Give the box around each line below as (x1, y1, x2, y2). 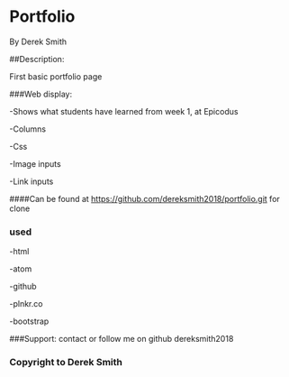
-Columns (9, 124, 47, 134)
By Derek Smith (9, 36, 68, 47)
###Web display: (9, 88, 73, 99)
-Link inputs (9, 176, 54, 187)
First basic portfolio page (9, 70, 103, 82)
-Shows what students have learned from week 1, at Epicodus (9, 106, 239, 116)
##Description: (9, 53, 65, 64)
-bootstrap (9, 316, 50, 326)
